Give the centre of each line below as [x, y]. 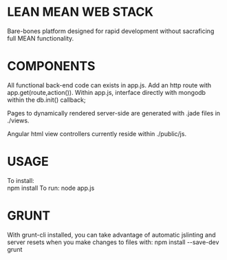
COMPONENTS [51, 66]
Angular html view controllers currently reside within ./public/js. [97, 133]
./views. [18, 120]
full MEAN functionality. [41, 38]
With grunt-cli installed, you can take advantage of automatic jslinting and [111, 235]
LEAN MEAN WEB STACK [80, 12]
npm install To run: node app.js [51, 188]
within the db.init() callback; [46, 100]
